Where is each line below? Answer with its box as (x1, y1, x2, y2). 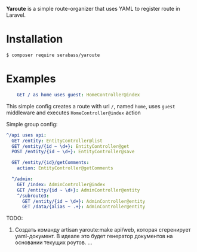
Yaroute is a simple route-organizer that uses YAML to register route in (6, 5, 180, 12)
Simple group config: (6, 120, 58, 127)
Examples (6, 72, 56, 86)
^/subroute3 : (17, 193, 50, 199)
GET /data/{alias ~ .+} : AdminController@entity (21, 204, 146, 210)
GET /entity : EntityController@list (11, 138, 103, 144)
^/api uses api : (6, 132, 47, 138)
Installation (6, 32, 63, 46)
